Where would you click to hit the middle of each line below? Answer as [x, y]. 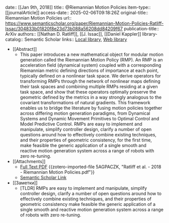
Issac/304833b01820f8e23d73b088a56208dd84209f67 [64, 29]
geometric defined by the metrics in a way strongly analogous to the [91, 97]
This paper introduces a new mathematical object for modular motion [92, 54]
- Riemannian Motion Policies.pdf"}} [57, 172]
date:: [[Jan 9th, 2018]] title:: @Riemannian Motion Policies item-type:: [78, 7]
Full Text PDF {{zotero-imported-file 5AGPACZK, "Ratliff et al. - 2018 [91, 167]
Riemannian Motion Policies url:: [38, 18]
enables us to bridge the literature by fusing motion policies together [91, 108]
